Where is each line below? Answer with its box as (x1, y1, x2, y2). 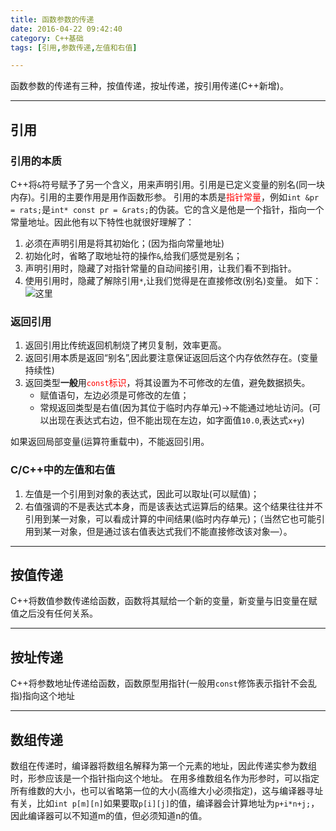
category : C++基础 (10, 33, 84, 43)
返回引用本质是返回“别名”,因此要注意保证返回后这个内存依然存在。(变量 (24, 352, 318, 364)
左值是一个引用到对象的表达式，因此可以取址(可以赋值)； (24, 487, 260, 500)
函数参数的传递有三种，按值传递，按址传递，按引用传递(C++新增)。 (10, 80, 289, 92)
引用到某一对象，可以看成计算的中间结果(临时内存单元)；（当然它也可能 (24, 512, 317, 525)
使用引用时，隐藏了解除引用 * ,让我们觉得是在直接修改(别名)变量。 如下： (24, 274, 322, 286)
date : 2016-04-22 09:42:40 (10, 24, 123, 34)
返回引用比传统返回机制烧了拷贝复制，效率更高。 (24, 339, 227, 351)
